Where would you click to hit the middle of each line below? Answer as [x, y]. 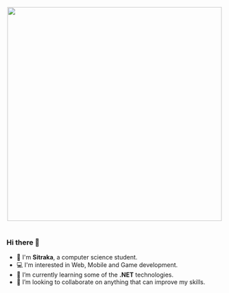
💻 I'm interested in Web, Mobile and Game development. [97, 265]
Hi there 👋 [23, 242]
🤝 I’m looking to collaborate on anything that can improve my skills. [111, 282]
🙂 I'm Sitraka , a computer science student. [77, 257]
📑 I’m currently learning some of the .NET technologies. [95, 275]
